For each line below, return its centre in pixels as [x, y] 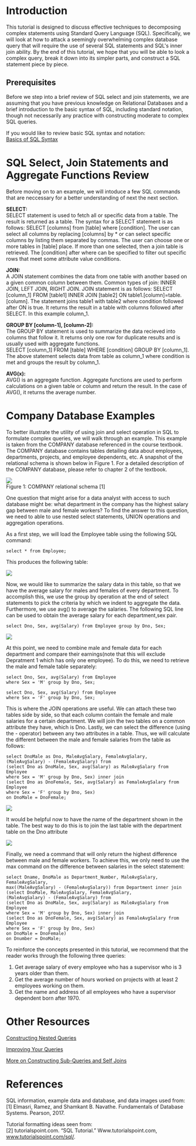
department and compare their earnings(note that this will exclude [86, 654]
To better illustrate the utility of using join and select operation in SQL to [92, 432]
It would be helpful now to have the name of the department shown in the [94, 819]
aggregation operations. [35, 522]
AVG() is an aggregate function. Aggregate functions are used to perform [94, 380]
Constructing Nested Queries [41, 1038]
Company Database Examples [80, 416]
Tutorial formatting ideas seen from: [49, 1124]
